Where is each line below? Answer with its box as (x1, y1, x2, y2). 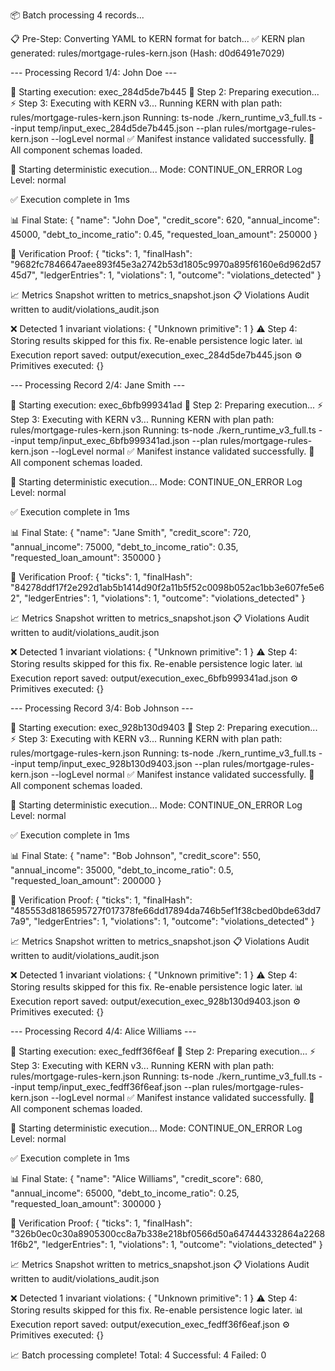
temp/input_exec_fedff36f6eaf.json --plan (37, 1081, 210, 1093)
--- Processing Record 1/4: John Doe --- (10, 67, 178, 78)
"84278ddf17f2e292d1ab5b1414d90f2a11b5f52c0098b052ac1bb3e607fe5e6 (10, 582, 325, 593)
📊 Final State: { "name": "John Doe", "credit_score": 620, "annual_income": (10, 214, 320, 226)
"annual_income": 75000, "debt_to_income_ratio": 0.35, (10, 541, 239, 553)
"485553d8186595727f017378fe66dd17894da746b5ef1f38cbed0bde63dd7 (10, 905, 322, 916)
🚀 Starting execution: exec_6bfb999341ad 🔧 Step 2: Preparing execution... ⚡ (10, 399, 324, 411)
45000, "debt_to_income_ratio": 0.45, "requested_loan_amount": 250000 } (10, 229, 318, 240)
